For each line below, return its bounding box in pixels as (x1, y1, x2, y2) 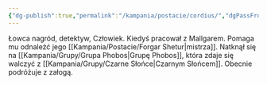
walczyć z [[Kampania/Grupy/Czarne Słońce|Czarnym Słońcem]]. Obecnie (8, 59, 253, 68)
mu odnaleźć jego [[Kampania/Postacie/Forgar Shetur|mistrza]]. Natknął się (8, 41, 257, 52)
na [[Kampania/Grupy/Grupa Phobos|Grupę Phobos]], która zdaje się (8, 50, 234, 60)
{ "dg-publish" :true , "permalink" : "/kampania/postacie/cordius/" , (8, 11, 226, 20)
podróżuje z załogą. (8, 67, 73, 76)
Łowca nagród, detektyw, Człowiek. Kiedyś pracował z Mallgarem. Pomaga (8, 33, 254, 43)
